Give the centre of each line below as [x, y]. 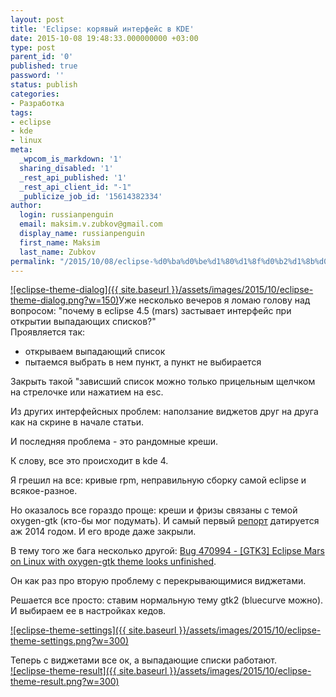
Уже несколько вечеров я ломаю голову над [214, 300]
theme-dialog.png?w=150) [65, 300]
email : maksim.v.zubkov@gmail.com [91, 224]
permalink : [33, 261]
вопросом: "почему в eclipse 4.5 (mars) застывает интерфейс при [151, 311]
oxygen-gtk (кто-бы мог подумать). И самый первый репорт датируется [165, 521]
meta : [21, 150]
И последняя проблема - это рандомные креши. [114, 442]
